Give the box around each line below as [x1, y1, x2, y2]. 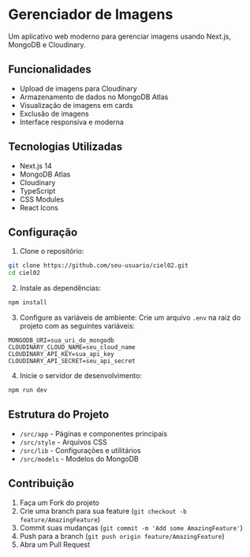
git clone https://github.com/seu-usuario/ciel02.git [8, 262, 189, 269]
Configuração [8, 225, 78, 239]
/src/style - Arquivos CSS [19, 437, 108, 447]
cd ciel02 [8, 269, 41, 277]
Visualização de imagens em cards [19, 100, 133, 110]
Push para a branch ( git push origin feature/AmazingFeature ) [19, 531, 225, 540]
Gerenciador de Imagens [8, 6, 174, 24]
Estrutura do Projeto [8, 408, 110, 421]
